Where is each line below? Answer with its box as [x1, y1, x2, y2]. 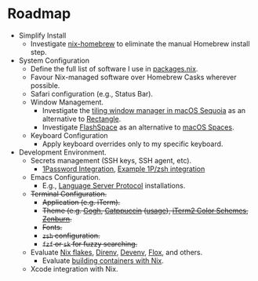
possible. [30, 80, 60, 90]
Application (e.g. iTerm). [42, 197, 121, 206]
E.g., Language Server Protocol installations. [42, 181, 186, 190]
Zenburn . [42, 213, 72, 224]
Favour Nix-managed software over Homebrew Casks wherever [30, 72, 237, 82]
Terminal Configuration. [30, 189, 107, 199]
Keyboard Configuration [30, 130, 108, 140]
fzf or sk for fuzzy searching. [42, 239, 138, 248]
